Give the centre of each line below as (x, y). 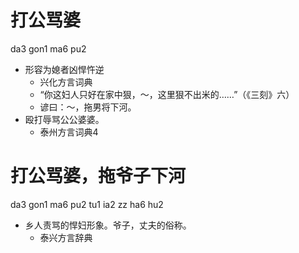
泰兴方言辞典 (66, 237)
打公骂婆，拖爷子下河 (98, 176)
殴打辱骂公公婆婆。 (64, 119)
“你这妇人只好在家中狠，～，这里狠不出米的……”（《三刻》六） (167, 94)
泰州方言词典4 (69, 132)
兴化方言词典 (66, 82)
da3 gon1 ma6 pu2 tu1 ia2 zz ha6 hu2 (87, 204)
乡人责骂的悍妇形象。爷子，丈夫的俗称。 (108, 225)
